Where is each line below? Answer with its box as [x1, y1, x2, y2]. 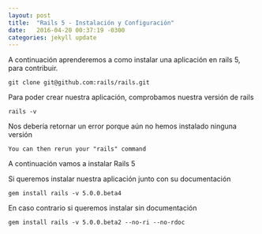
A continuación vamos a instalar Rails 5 [8, 159, 136, 169]
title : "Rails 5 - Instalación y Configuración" [8, 19, 175, 27]
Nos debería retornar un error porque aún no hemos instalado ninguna [8, 121, 237, 131]
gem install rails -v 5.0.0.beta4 [8, 190, 122, 198]
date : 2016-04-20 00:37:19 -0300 [8, 26, 125, 34]
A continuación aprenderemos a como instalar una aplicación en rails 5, [8, 55, 241, 65]
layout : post [8, 11, 51, 20]
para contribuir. [8, 64, 58, 73]
